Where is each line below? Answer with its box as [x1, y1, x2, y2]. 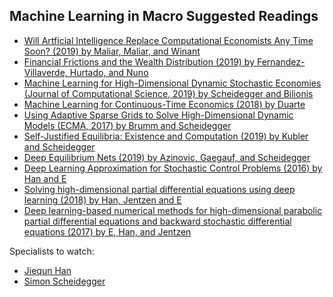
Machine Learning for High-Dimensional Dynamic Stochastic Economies [23, 77, 322, 89]
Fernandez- [256, 55, 306, 68]
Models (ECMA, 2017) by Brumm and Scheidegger [23, 119, 232, 131]
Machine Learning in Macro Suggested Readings [9, 8, 319, 25]
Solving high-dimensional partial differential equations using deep [23, 183, 296, 195]
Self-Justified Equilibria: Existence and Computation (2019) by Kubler [23, 130, 309, 142]
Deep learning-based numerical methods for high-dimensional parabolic [23, 204, 323, 216]
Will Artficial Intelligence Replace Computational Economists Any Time [23, 34, 314, 46]
